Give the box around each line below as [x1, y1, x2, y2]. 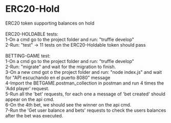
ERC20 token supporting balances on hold [5, 20, 95, 26]
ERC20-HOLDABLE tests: [5, 31, 59, 37]
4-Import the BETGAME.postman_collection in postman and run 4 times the [5, 80, 164, 86]
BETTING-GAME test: [5, 52, 51, 59]
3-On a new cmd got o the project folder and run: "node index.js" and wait [5, 69, 162, 75]
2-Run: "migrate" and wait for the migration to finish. [5, 64, 116, 70]
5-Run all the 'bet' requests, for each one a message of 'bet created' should [5, 91, 165, 97]
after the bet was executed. [5, 112, 63, 118]
